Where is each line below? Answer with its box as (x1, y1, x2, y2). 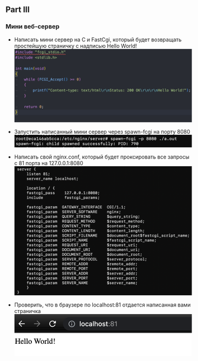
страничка (14, 307, 41, 314)
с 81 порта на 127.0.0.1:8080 (14, 159, 83, 166)
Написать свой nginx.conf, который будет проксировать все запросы (14, 153, 190, 160)
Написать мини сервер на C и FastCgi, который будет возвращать (14, 36, 182, 43)
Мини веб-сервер (5, 22, 60, 31)
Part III (5, 5, 30, 15)
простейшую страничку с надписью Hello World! (14, 42, 137, 49)
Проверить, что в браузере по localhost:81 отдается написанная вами (14, 301, 191, 308)
